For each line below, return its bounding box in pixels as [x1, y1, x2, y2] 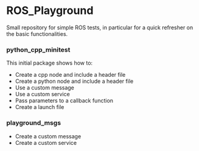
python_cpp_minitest [6, 45, 71, 54]
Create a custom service [15, 139, 77, 146]
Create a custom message [15, 132, 82, 140]
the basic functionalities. [6, 30, 68, 37]
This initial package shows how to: [6, 59, 93, 67]
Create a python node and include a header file [15, 77, 134, 85]
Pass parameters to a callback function [15, 97, 114, 104]
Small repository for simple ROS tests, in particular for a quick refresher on [6, 24, 194, 31]
